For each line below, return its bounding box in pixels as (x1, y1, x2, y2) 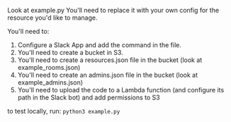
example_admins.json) (17, 78, 84, 87)
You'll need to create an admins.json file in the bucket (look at (17, 71, 198, 79)
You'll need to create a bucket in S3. (17, 49, 124, 56)
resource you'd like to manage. (7, 13, 98, 22)
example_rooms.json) (17, 63, 81, 71)
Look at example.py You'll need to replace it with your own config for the (7, 6, 220, 14)
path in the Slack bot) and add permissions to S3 (17, 93, 161, 102)
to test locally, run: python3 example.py (7, 107, 120, 115)
